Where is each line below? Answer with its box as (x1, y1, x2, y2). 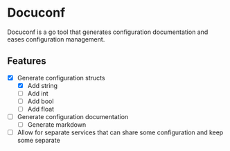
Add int (27, 89, 48, 98)
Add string (27, 81, 57, 89)
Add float (27, 105, 54, 113)
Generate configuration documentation (17, 113, 129, 121)
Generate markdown (27, 121, 87, 129)
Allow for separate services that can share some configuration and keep (17, 128, 224, 136)
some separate (17, 136, 60, 145)
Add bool (27, 97, 54, 105)
